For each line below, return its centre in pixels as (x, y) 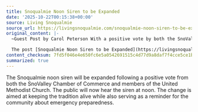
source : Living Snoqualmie (39, 22)
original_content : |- (33, 34)
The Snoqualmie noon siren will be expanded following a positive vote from (97, 77)
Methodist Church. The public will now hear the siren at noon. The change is (99, 90)
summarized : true (27, 60)
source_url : (21, 28)
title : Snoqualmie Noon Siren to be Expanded (63, 11)
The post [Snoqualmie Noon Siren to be (60, 50)
